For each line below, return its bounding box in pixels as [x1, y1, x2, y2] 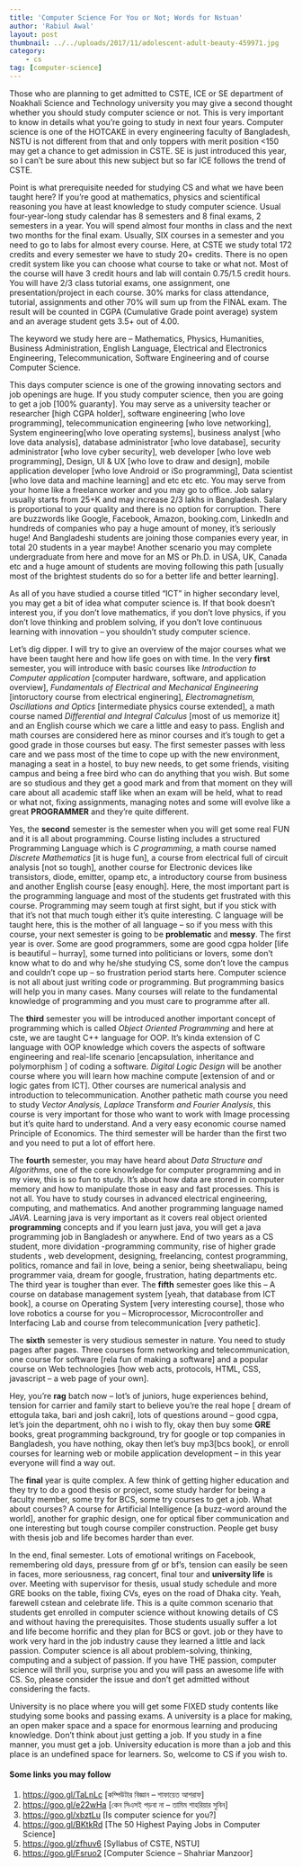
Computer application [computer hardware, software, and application [9, 672, 267, 683]
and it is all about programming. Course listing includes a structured [9, 833, 261, 844]
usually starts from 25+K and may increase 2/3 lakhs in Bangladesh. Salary [9, 494, 288, 505]
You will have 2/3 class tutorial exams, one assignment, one [9, 277, 231, 288]
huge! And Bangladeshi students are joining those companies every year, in [9, 532, 289, 543]
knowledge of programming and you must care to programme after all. [9, 995, 270, 1006]
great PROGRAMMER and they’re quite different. [9, 806, 190, 817]
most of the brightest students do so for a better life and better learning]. [9, 570, 279, 581]
